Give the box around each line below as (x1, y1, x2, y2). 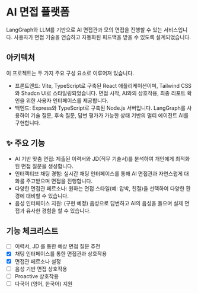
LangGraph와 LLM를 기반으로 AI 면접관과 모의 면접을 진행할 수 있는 (6, 26, 162, 33)
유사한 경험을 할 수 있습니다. (25, 207, 91, 214)
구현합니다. (14, 119, 41, 126)
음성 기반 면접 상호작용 (14, 265, 68, 272)
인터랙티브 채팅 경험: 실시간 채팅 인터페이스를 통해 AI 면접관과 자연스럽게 (14, 170, 183, 177)
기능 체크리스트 (6, 226, 59, 236)
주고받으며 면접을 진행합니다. (25, 177, 93, 184)
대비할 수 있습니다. (25, 192, 69, 199)
